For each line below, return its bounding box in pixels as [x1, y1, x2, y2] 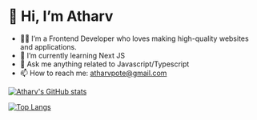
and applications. [19, 42, 78, 51]
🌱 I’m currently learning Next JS [19, 50, 126, 60]
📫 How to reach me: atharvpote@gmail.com [19, 68, 167, 78]
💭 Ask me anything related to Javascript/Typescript [19, 59, 190, 69]
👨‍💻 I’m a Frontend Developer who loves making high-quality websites [19, 34, 250, 43]
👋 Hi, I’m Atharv [8, 7, 114, 26]
